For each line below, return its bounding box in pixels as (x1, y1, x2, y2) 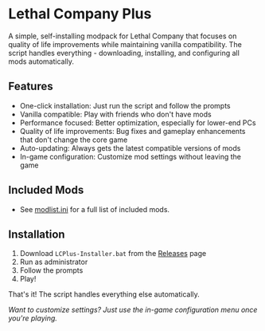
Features (8, 80, 53, 93)
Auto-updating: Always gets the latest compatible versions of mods (19, 143, 241, 152)
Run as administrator (19, 257, 88, 267)
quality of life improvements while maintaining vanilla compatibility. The (8, 39, 243, 49)
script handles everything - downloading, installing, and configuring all (8, 48, 240, 57)
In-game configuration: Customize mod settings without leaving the (19, 152, 241, 161)
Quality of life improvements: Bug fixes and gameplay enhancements (19, 126, 246, 136)
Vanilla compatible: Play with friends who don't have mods (19, 109, 212, 119)
